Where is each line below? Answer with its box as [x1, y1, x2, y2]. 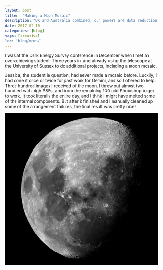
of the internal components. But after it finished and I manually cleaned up [5, 98, 153, 104]
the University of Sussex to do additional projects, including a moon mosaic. [5, 63, 157, 69]
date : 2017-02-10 [5, 23, 40, 28]
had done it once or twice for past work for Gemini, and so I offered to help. [5, 77, 156, 83]
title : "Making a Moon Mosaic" [5, 13, 70, 18]
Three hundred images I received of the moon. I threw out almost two [5, 83, 144, 89]
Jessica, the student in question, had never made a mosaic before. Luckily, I [5, 72, 157, 78]
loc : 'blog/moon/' [5, 39, 42, 44]
